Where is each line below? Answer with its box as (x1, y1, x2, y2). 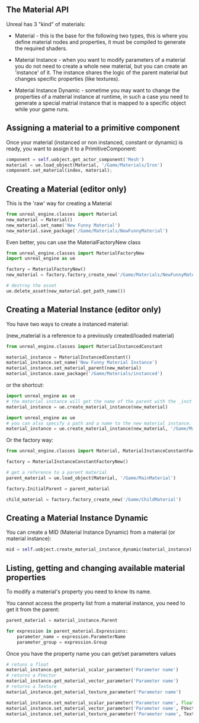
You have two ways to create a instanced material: (6, 320, 129, 328)
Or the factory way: (6, 436, 53, 444)
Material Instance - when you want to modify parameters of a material (14, 56, 185, 63)
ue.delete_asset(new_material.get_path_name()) (6, 288, 126, 294)
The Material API (6, 5, 69, 15)
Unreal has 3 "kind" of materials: (6, 20, 86, 27)
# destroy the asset (6, 282, 57, 289)
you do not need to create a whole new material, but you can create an (14, 62, 188, 70)
